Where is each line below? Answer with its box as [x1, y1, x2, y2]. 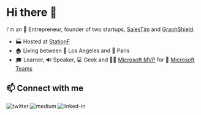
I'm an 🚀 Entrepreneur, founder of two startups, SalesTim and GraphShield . [6, 26, 195, 33]
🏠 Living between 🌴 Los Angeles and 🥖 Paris [15, 47, 130, 54]
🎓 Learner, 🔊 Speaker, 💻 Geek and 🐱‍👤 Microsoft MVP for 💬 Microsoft [15, 56, 195, 63]
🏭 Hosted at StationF [15, 38, 70, 45]
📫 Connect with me [6, 83, 84, 94]
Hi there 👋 [6, 5, 57, 19]
